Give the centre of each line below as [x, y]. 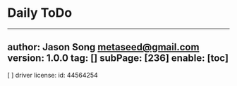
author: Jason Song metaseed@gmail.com [103, 47]
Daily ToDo [40, 13]
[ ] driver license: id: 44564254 [53, 75]
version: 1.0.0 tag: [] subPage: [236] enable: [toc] [118, 58]
